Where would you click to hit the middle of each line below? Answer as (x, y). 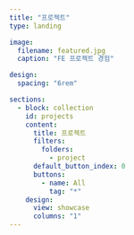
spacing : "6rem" (47, 83)
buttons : (49, 174)
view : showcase (61, 208)
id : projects (50, 116)
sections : (28, 100)
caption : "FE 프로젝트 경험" (66, 59)
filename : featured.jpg (61, 50)
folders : (58, 150)
